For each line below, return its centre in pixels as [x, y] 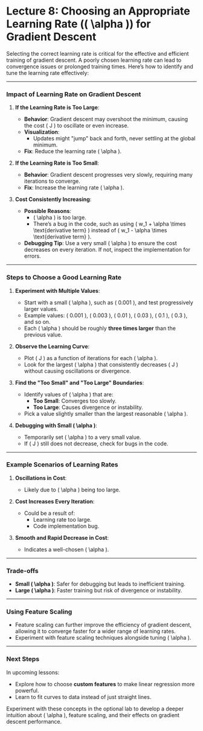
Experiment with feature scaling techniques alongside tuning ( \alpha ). [103, 638]
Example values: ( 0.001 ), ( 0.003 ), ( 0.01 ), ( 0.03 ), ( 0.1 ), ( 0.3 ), [106, 315]
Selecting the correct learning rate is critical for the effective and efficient [98, 53]
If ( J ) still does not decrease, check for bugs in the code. [96, 444]
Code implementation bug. [66, 526]
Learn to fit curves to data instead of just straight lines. [83, 697]
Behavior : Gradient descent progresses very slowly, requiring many [108, 175]
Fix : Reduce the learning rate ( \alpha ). [73, 151]
